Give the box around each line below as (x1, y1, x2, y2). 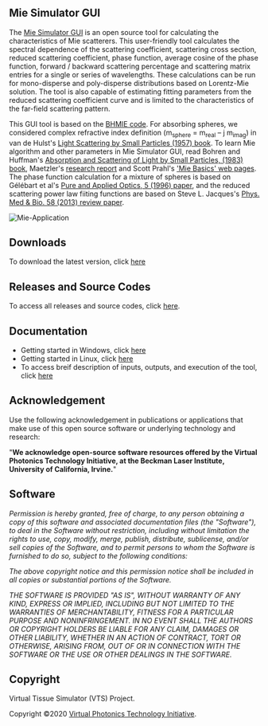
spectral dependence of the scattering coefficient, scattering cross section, (9, 44, 257, 54)
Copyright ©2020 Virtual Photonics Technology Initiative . (9, 709, 197, 719)
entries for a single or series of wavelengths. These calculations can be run (9, 69, 256, 79)
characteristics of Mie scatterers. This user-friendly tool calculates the (9, 36, 240, 45)
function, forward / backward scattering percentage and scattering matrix (9, 61, 251, 71)
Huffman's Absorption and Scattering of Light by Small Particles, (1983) (9, 155, 243, 164)
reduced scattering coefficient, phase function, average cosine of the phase (9, 53, 259, 62)
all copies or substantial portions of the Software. (9, 575, 172, 584)
